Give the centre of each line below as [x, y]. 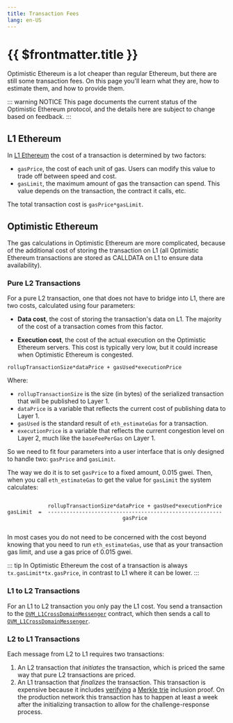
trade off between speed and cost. [67, 176]
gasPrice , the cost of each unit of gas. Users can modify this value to [116, 169]
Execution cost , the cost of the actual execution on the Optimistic [112, 340]
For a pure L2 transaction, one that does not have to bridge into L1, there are [116, 298]
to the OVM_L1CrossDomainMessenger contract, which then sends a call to [109, 613]
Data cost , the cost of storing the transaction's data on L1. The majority [119, 319]
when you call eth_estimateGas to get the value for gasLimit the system [109, 480]
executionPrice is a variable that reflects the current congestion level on [121, 431]
